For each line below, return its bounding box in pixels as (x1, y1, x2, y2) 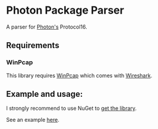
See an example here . (6, 117, 59, 124)
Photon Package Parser (6, 4, 125, 17)
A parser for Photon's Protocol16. (6, 23, 87, 30)
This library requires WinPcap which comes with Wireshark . (6, 72, 153, 79)
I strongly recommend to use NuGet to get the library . (6, 105, 137, 112)
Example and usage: (6, 89, 83, 99)
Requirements (6, 40, 59, 51)
